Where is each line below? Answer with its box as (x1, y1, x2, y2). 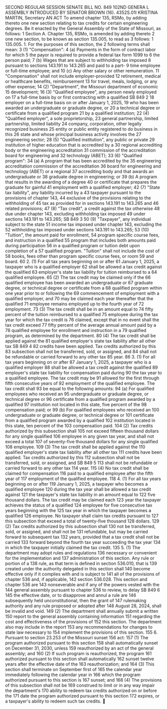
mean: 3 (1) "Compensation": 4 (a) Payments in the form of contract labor (5, 47, 156, 52)
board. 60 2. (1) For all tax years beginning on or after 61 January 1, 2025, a (5, 259, 160, 264)
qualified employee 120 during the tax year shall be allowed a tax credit (5, 486, 151, 492)
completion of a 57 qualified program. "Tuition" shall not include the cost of (5, 248, 160, 254)
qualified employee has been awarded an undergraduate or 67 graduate (5, 280, 153, 286)
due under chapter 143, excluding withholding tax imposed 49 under (5, 211, 146, 216)
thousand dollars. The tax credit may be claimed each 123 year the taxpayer (5, 497, 161, 503)
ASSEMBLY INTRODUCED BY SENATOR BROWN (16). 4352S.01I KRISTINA (5, 9, 158, 15)
